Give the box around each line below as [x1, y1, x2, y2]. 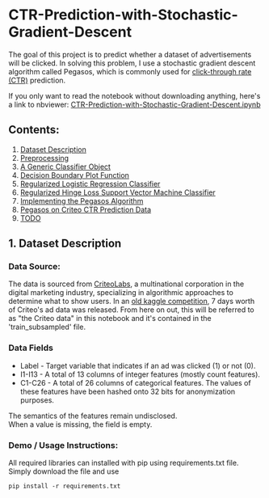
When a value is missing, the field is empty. [8, 419, 153, 429]
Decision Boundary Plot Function [19, 170, 129, 179]
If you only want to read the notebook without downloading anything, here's [8, 91, 261, 100]
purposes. [19, 395, 55, 405]
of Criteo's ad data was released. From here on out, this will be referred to [8, 305, 254, 314]
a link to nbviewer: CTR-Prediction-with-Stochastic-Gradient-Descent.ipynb [8, 99, 261, 109]
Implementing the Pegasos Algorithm [19, 196, 144, 205]
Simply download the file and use [8, 466, 120, 476]
